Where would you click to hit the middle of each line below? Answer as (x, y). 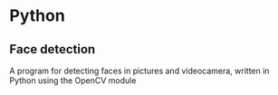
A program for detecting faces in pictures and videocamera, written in (139, 71)
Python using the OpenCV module (73, 81)
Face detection (53, 49)
